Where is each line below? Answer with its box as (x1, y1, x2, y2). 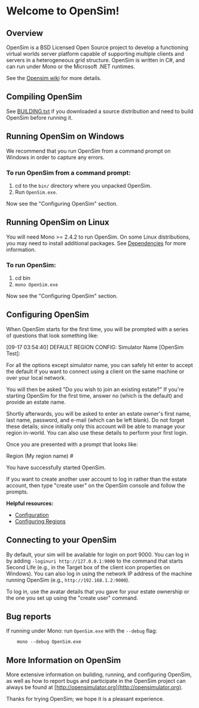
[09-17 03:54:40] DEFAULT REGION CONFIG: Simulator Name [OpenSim (6, 343, 184, 350)
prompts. (6, 488, 29, 495)
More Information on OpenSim (6, 655, 121, 665)
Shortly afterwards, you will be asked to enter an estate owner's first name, (6, 410, 191, 417)
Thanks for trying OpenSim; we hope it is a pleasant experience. (6, 695, 164, 703)
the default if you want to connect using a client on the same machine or (6, 368, 185, 375)
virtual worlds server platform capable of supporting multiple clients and (6, 50, 184, 57)
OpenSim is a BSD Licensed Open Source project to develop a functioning (6, 44, 188, 51)
